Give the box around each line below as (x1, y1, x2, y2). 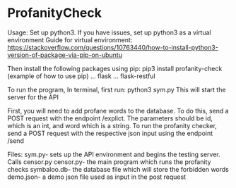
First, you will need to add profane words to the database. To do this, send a (7, 106, 229, 115)
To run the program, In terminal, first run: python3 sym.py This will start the (7, 85, 226, 94)
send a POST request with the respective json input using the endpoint (7, 129, 213, 137)
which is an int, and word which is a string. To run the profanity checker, (7, 121, 218, 130)
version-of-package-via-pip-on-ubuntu (7, 51, 122, 59)
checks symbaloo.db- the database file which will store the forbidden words (7, 165, 230, 173)
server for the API (7, 93, 59, 101)
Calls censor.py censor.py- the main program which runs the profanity (7, 157, 211, 166)
